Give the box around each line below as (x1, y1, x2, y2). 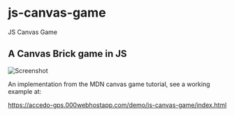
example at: (8, 87, 42, 95)
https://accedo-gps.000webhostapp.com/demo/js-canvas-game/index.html (8, 101, 227, 109)
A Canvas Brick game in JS (8, 48, 128, 60)
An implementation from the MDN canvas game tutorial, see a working (8, 80, 210, 88)
